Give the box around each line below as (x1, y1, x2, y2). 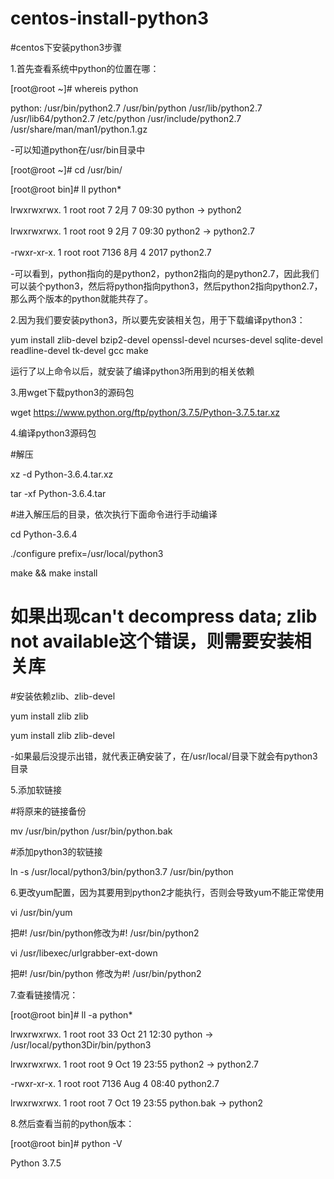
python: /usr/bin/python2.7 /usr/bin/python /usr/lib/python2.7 (10, 102, 263, 114)
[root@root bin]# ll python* (10, 183, 122, 195)
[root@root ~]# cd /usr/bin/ (10, 163, 123, 176)
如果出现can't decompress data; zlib (10, 605, 318, 628)
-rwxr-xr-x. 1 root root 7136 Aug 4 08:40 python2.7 (10, 1077, 220, 1089)
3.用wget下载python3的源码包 (10, 386, 135, 398)
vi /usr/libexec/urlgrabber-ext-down (10, 947, 158, 959)
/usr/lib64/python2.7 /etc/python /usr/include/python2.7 (10, 112, 242, 124)
